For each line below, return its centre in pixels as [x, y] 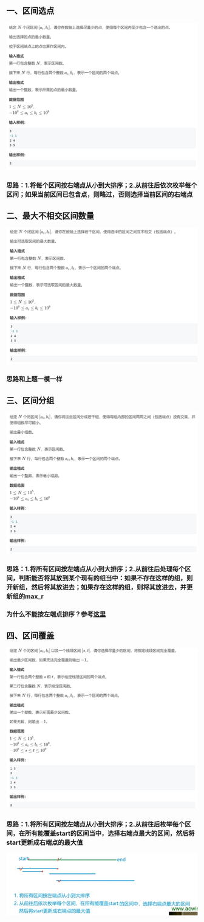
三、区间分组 [30, 400]
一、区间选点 [30, 11]
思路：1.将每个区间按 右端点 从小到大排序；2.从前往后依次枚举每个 [102, 185]
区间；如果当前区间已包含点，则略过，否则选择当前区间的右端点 [100, 194]
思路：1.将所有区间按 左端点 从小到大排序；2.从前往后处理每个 [96, 569]
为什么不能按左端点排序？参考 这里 [56, 614]
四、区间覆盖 [30, 636]
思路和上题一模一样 [34, 379]
